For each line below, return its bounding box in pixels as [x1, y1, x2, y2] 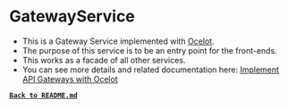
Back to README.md [9, 91, 78, 100]
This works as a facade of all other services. [21, 54, 186, 65]
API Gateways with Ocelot [21, 73, 118, 84]
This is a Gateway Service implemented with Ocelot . [21, 36, 215, 46]
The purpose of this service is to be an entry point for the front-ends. [21, 45, 277, 55]
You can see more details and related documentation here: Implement [21, 64, 280, 75]
